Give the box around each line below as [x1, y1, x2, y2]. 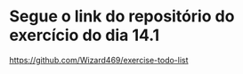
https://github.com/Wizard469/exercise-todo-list [9, 54, 189, 65]
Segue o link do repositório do [9, 6, 235, 27]
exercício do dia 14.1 [9, 25, 160, 45]
